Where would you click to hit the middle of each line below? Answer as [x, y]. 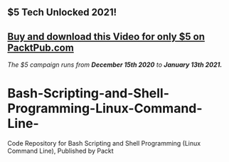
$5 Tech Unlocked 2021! [62, 12]
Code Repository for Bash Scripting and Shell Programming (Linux [104, 144]
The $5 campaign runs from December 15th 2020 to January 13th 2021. [115, 65]
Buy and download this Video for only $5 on [106, 37]
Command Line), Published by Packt [60, 151]
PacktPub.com [41, 47]
